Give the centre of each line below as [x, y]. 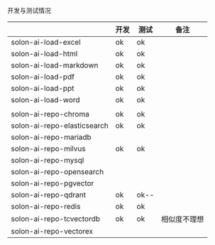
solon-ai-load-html [44, 54]
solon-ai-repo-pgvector [53, 183]
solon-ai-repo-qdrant [49, 195]
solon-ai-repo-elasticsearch [60, 125]
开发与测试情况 [29, 10]
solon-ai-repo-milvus [49, 149]
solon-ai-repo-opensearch [57, 171]
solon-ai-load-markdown [55, 65]
